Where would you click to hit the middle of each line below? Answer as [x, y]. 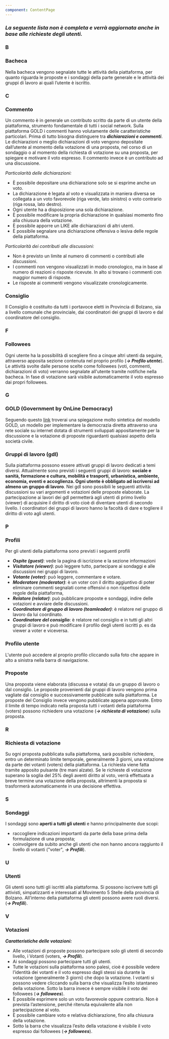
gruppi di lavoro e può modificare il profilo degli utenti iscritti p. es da [84, 625]
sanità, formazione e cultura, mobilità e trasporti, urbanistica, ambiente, [82, 476]
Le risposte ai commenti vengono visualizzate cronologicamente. [80, 283]
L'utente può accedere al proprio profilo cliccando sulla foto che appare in [82, 655]
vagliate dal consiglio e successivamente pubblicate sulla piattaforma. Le [81, 695]
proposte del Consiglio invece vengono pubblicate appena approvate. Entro [84, 700]
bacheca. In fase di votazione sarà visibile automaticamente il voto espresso [84, 377]
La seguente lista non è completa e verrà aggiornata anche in [82, 27]
